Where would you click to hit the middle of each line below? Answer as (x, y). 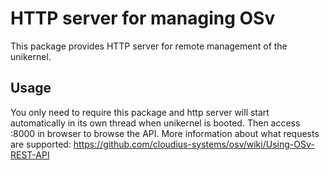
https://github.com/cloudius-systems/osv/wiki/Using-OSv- (194, 144)
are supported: (41, 144)
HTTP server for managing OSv (143, 18)
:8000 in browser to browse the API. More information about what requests (165, 133)
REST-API (30, 154)
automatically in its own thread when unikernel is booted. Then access (155, 123)
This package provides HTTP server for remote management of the (149, 46)
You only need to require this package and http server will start (140, 112)
